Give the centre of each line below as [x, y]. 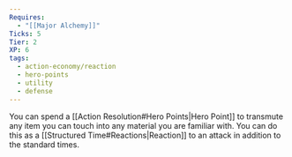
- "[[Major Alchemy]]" [59, 26]
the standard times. [44, 144]
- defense [35, 91]
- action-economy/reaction [67, 67]
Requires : [27, 17]
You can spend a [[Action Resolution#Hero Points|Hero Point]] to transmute [146, 116]
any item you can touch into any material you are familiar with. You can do [143, 125]
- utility [35, 83]
